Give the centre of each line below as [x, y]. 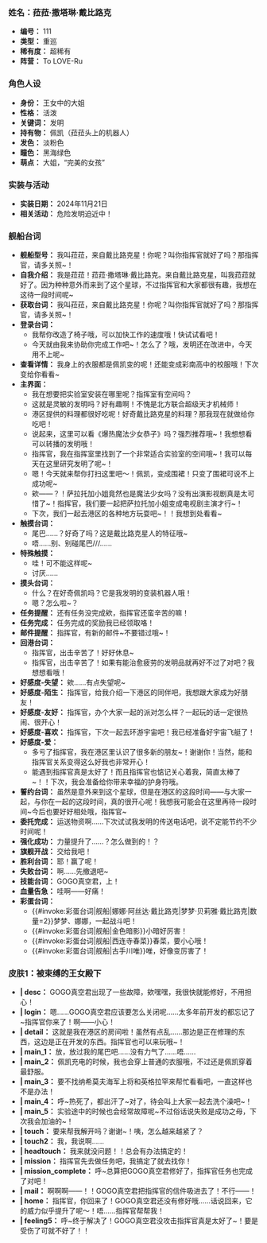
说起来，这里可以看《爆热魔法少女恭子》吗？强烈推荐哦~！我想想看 [142, 434]
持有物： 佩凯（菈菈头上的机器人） [76, 132]
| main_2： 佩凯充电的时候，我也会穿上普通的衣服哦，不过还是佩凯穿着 [136, 1062]
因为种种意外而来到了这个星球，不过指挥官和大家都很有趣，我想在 [149, 285]
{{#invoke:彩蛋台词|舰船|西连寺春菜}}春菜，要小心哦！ [120, 941]
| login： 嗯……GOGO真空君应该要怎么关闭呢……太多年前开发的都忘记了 [137, 1012]
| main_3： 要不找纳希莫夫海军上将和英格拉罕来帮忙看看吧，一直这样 [132, 1082]
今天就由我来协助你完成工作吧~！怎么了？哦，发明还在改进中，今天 [142, 344]
